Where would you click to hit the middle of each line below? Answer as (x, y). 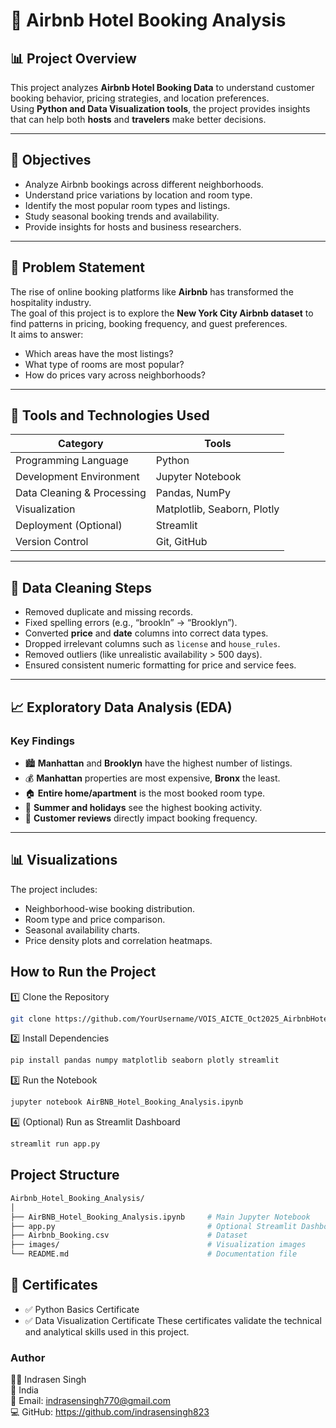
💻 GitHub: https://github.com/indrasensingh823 (110, 1412)
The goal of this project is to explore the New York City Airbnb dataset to (162, 313)
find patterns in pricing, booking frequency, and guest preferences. (149, 323)
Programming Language (72, 461)
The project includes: (54, 889)
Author (28, 1357)
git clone (31, 1019)
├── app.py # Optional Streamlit (154, 1226)
